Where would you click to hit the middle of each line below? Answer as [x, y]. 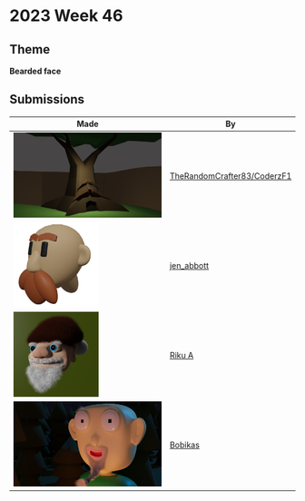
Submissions [47, 99]
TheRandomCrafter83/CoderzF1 [231, 176]
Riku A [182, 356]
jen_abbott [189, 265]
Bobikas [184, 445]
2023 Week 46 [66, 16]
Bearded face [35, 71]
